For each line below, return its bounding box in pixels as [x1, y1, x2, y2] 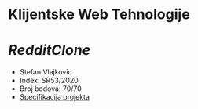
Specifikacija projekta [19, 93, 90, 102]
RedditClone [8, 42, 91, 60]
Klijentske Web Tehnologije [8, 5, 190, 24]
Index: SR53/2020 [19, 76, 79, 85]
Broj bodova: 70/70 [19, 84, 82, 93]
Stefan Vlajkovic [19, 67, 72, 77]
